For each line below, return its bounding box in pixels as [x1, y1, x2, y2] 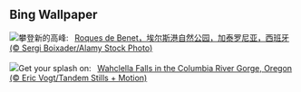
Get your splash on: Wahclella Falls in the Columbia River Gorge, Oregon [18, 62, 293, 73]
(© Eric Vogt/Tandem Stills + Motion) [9, 72, 148, 83]
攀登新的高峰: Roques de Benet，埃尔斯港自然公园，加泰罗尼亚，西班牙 [18, 32, 290, 43]
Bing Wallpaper [9, 7, 98, 23]
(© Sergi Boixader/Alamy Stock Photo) [9, 42, 153, 53]
